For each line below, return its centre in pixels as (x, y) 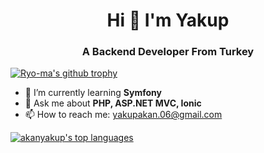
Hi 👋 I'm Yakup (168, 20)
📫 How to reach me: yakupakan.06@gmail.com (123, 115)
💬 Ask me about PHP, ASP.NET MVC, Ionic (113, 103)
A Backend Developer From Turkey (168, 52)
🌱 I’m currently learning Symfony (93, 93)
